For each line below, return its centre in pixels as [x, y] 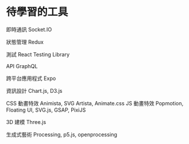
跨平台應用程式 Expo [31, 78]
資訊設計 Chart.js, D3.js [34, 91]
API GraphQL [22, 66]
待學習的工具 [37, 12]
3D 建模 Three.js [26, 122]
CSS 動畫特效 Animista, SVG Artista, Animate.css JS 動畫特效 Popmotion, [95, 103]
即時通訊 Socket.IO [29, 29]
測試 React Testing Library [38, 54]
